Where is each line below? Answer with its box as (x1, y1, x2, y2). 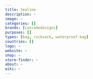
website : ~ (5, 48, 27, 53)
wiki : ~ (5, 67, 21, 72)
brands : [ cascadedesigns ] (5, 26, 58, 30)
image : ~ (5, 16, 23, 21)
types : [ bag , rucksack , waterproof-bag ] (5, 35, 89, 40)
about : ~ (5, 62, 23, 67)
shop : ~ (5, 53, 21, 58)
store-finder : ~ (5, 57, 38, 62)
